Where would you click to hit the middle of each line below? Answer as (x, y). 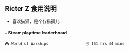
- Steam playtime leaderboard (36, 33)
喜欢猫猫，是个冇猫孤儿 (36, 21)
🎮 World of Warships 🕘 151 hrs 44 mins (65, 44)
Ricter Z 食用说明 (31, 9)
